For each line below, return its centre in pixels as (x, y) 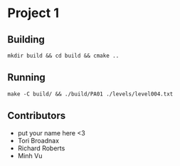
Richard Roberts (41, 148)
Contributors (37, 116)
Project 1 (33, 13)
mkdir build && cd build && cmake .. (63, 56)
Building (26, 40)
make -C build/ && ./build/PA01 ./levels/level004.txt (90, 94)
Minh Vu (30, 155)
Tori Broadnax (38, 140)
